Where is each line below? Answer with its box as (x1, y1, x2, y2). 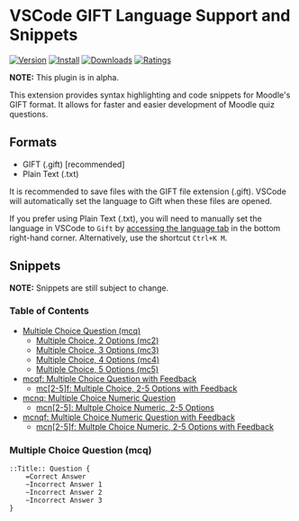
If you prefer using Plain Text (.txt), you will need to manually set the (9, 213, 263, 224)
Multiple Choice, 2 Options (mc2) (35, 335, 159, 346)
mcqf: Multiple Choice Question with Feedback (22, 373, 197, 384)
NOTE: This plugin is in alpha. (9, 71, 120, 82)
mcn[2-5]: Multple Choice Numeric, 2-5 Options (35, 402, 214, 413)
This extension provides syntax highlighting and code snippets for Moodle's (9, 89, 291, 100)
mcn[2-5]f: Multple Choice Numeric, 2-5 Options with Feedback (35, 421, 275, 432)
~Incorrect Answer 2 (25, 488, 103, 498)
